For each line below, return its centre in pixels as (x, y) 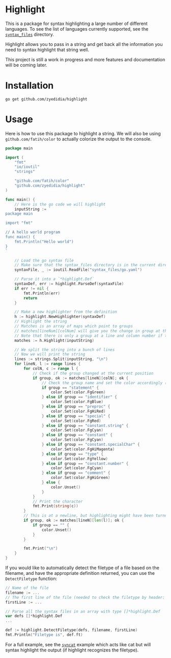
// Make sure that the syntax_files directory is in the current (85, 265)
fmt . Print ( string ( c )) (55, 506)
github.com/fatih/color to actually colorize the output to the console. (78, 139)
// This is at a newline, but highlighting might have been (89, 516)
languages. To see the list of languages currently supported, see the (77, 29)
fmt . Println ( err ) (42, 293)
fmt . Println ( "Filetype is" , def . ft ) (44, 635)
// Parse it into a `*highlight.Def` (54, 279)
